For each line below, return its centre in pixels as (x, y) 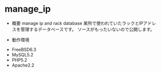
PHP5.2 (20, 60)
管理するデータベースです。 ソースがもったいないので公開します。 (88, 29)
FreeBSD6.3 (24, 49)
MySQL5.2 (22, 54)
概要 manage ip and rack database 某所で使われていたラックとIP (78, 23)
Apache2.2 (23, 65)
